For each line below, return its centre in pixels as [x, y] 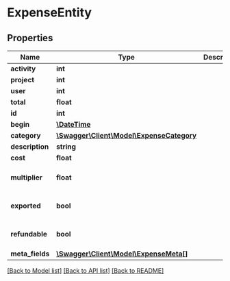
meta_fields [30, 254]
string [66, 147]
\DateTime [73, 124]
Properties [30, 38]
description [30, 147]
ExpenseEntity [50, 13]
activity [23, 69]
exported [26, 206]
